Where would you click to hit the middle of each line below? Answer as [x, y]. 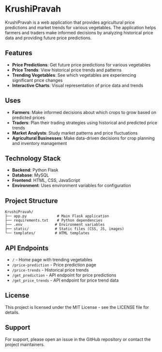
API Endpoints [27, 248]
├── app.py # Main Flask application [57, 216]
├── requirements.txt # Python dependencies [54, 221]
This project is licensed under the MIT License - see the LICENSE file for [77, 307]
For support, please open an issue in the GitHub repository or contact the [78, 339]
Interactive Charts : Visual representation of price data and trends [78, 85]
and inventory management [39, 143]
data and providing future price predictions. [48, 38]
